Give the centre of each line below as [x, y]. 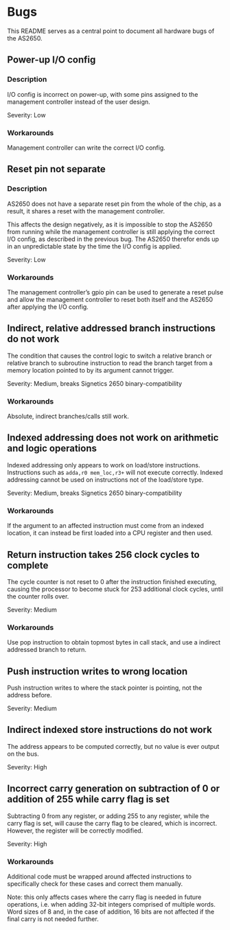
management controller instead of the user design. [79, 102]
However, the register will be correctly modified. [75, 830]
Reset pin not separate [56, 169]
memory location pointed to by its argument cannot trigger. [91, 370]
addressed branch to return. [47, 650]
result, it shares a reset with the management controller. [86, 211]
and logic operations [52, 449]
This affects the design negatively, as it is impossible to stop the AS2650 [110, 224]
